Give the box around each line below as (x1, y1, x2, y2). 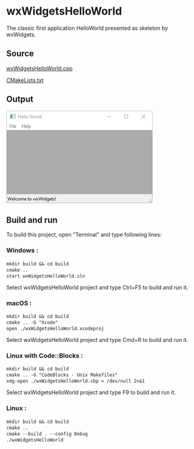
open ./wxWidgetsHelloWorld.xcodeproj (6, 325, 104, 332)
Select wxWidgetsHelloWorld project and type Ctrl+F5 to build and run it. (6, 284, 189, 291)
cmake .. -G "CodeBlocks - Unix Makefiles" (6, 372, 118, 378)
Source (6, 49, 35, 59)
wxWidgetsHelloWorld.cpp (6, 64, 73, 72)
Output (6, 94, 33, 105)
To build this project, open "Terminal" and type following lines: (6, 231, 162, 238)
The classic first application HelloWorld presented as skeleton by (6, 24, 169, 32)
